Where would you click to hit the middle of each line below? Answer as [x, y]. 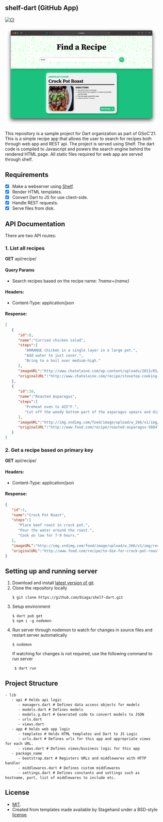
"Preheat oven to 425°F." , [52, 407]
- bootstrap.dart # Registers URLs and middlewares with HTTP [82, 758]
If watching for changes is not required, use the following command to [82, 654]
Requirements [27, 175]
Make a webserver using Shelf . [43, 186]
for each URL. [19, 744]
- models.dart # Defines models [50, 710]
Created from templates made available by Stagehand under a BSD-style [85, 809]
